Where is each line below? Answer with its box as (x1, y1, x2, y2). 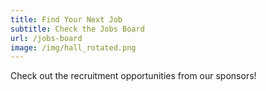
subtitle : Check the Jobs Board (10, 24, 145, 34)
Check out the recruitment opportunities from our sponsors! (10, 70, 257, 82)
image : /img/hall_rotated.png (10, 42, 137, 53)
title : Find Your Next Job (10, 14, 123, 25)
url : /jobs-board (10, 33, 83, 43)
